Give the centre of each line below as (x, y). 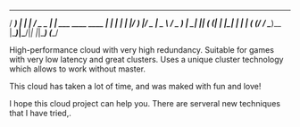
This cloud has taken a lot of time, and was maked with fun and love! (135, 86)
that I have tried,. (40, 113)
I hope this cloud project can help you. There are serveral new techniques (145, 103)
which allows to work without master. (77, 69)
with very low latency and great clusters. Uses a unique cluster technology (146, 59)
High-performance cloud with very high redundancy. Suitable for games (142, 50)
